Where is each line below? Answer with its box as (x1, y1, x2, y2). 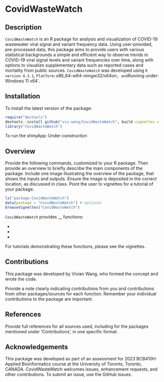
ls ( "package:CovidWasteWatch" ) (5, 196, 69, 201)
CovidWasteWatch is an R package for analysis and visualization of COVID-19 (5, 36, 158, 42)
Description (5, 23, 42, 32)
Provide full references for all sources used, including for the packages (5, 323, 149, 329)
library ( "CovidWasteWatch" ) (5, 124, 63, 129)
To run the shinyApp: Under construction (5, 133, 87, 139)
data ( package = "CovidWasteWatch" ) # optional (5, 200, 102, 205)
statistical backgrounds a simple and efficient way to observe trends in (5, 52, 148, 58)
